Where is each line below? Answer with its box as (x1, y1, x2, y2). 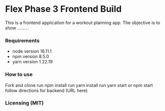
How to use (5, 71, 33, 78)
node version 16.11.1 (12, 48, 52, 55)
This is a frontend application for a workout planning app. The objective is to (5, 20, 161, 26)
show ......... (5, 25, 29, 30)
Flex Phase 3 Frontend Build (5, 3, 122, 15)
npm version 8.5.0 (12, 54, 49, 59)
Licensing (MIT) (5, 100, 44, 107)
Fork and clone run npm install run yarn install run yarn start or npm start (5, 82, 153, 88)
